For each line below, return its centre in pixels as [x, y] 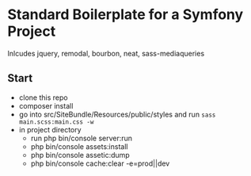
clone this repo [43, 98]
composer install [46, 105]
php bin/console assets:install [79, 146]
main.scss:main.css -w [56, 122]
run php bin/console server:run [81, 138]
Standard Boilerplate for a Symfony [125, 15]
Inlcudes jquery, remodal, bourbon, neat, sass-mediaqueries [106, 53]
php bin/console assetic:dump [80, 155]
